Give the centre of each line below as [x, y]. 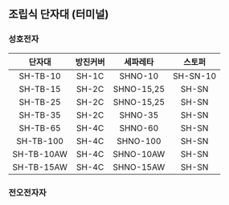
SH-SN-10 [194, 76]
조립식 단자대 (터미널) [59, 14]
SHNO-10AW [139, 154]
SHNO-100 [139, 141]
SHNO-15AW [139, 167]
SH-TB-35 [40, 115]
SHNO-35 [139, 115]
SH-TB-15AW [40, 167]
